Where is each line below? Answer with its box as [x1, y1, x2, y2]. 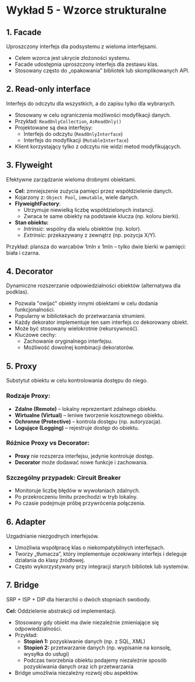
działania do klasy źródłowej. [14, 556, 86, 563]
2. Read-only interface [6, 84, 91, 94]
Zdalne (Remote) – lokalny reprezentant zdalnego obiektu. [14, 405, 158, 412]
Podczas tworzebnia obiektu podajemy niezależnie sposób [23, 656, 167, 664]
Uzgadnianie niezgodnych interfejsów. [6, 532, 99, 540]
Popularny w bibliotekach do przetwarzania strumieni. [14, 313, 146, 320]
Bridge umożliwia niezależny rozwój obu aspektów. [14, 669, 139, 676]
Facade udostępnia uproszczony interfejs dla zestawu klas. [14, 60, 160, 68]
